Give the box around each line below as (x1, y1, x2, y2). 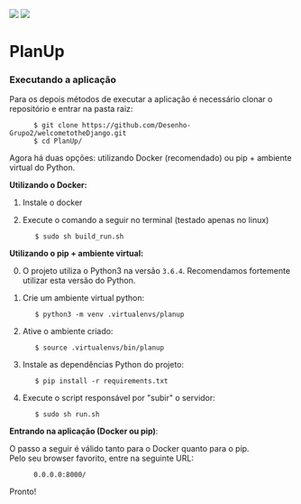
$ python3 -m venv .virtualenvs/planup (34, 310, 185, 320)
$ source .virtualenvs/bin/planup (34, 343, 165, 352)
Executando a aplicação (9, 73, 117, 86)
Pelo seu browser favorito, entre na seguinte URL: (9, 453, 194, 464)
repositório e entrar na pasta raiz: (9, 104, 133, 115)
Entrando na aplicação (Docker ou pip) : (9, 425, 159, 437)
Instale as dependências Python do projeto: (22, 359, 185, 370)
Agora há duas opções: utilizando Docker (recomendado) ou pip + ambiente (9, 153, 292, 163)
